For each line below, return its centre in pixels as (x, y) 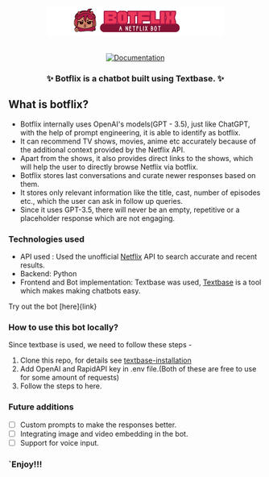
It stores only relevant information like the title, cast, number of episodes (140, 193)
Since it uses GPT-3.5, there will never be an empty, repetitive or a (130, 209)
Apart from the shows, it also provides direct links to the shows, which (137, 158)
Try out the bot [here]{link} (53, 307)
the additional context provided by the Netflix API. (102, 149)
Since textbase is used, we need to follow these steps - (100, 345)
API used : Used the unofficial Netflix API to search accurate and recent (139, 257)
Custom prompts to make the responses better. (98, 425)
